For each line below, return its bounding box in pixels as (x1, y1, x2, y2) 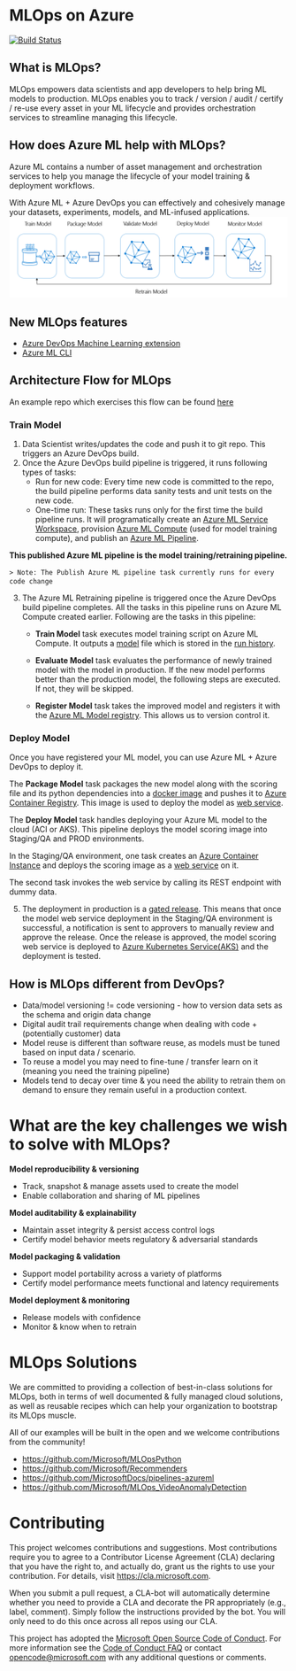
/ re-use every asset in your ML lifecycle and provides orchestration (9, 103, 256, 113)
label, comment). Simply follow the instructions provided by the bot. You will (9, 1606, 285, 1617)
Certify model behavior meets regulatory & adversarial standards (21, 1234, 259, 1245)
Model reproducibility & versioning (9, 1164, 140, 1174)
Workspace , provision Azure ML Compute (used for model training (34, 523, 277, 534)
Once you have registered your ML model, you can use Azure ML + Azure (9, 752, 277, 762)
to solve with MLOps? (9, 1134, 171, 1155)
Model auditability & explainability (9, 1208, 137, 1218)
